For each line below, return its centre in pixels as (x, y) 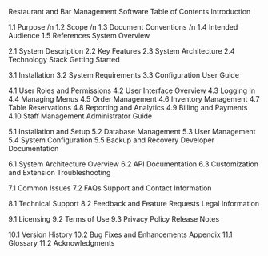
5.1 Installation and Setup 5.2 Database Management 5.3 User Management (132, 132)
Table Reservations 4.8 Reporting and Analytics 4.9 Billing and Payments (128, 108)
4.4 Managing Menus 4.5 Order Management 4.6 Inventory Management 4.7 (134, 99)
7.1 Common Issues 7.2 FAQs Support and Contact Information (110, 188)
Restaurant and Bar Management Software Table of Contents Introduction (130, 12)
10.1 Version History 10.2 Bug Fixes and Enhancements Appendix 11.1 (120, 234)
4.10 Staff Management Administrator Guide (80, 116)
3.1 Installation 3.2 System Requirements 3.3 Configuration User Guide (124, 75)
